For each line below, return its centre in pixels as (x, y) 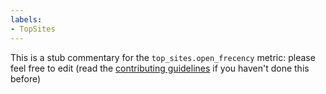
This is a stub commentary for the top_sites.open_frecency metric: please (163, 57)
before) (26, 78)
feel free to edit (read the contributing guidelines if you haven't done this (160, 68)
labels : (26, 19)
